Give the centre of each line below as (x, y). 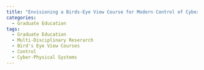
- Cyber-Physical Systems (45, 57)
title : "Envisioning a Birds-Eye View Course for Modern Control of (95, 12)
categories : (21, 18)
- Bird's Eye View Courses (46, 46)
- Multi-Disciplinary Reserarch (53, 40)
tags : (13, 29)
